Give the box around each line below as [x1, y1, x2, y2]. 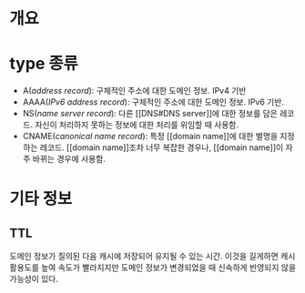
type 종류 [9, 54, 79, 74]
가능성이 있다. [9, 274, 59, 285]
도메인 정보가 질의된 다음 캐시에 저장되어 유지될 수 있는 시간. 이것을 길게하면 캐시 [9, 251, 296, 262]
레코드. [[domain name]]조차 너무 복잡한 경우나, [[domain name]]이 [39, 142, 284, 153]
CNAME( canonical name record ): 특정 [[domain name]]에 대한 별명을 [22, 131, 279, 142]
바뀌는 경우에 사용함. [32, 154, 107, 165]
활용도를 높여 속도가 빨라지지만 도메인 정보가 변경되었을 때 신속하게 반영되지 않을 [9, 262, 297, 273]
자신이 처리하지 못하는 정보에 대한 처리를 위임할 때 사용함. [35, 119, 239, 130]
